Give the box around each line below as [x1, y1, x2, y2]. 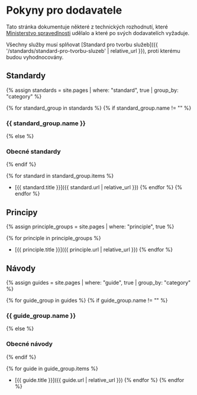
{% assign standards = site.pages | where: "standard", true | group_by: [6, 87, 179, 94]
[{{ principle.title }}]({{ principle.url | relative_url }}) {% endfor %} [14, 246, 173, 253]
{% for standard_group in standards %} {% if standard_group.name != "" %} [6, 104, 192, 112]
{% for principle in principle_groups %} [6, 235, 102, 242]
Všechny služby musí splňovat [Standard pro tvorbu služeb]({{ [6, 41, 159, 48]
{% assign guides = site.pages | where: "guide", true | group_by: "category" [6, 279, 191, 286]
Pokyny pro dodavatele [6, 4, 122, 17]
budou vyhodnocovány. [6, 53, 64, 60]
